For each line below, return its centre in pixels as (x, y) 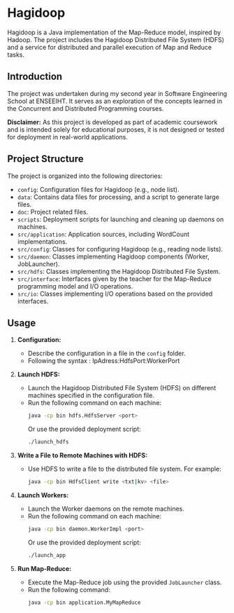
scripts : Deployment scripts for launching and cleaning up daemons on (120, 219)
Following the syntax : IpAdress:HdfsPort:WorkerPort (104, 361)
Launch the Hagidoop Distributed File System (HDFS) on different (122, 388)
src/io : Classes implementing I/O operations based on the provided (115, 294)
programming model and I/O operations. (75, 286)
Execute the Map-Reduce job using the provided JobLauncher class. (125, 582)
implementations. (42, 241)
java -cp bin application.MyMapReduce (84, 602)
